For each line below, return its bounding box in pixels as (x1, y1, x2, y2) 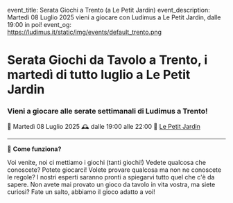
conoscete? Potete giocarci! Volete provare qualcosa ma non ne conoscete (7, 166, 222, 174)
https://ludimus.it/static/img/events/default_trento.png (7, 28, 162, 36)
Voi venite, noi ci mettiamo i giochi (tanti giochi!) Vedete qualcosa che (7, 159, 207, 167)
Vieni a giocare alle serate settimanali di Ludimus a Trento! (7, 107, 208, 116)
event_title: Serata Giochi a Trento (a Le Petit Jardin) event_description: (7, 6, 210, 14)
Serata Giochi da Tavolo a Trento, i (7, 52, 208, 68)
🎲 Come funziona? (7, 145, 62, 153)
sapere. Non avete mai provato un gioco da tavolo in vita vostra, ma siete (7, 180, 216, 189)
